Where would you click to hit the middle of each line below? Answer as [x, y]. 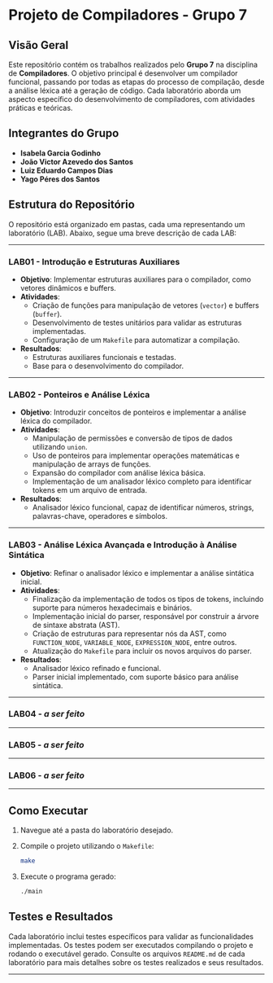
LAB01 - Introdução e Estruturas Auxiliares [94, 261]
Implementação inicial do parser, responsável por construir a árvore [145, 616]
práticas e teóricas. [41, 108]
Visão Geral [39, 45]
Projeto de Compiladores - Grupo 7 [128, 15]
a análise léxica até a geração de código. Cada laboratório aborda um [125, 90]
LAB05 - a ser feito [46, 744]
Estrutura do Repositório [72, 205]
